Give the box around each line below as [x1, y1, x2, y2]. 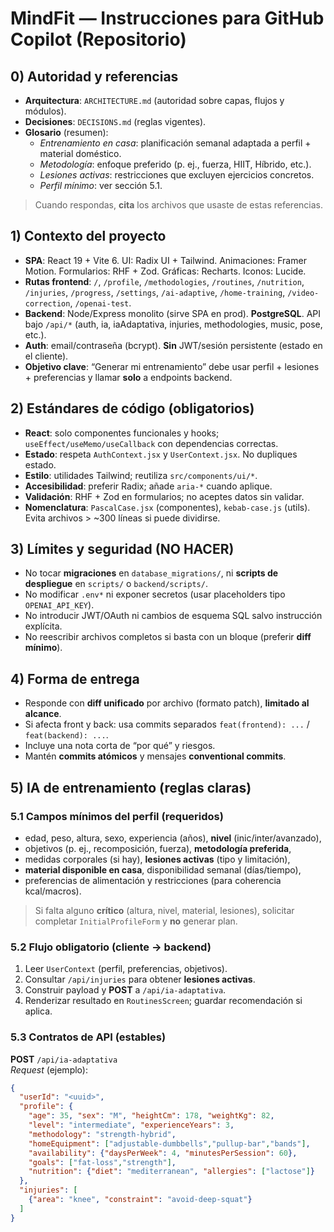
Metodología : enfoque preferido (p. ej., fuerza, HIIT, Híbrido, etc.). [39, 158, 312, 170]
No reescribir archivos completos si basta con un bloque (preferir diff [24, 631, 312, 643]
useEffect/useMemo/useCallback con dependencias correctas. [24, 437, 279, 449]
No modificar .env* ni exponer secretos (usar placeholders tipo [24, 588, 286, 601]
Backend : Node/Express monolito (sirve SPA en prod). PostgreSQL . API [24, 307, 322, 319]
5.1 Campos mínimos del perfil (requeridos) [10, 809, 224, 823]
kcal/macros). [24, 885, 82, 897]
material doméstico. [39, 148, 122, 159]
